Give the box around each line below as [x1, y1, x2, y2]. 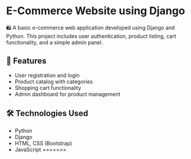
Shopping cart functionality [14, 84, 82, 91]
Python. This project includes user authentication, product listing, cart [6, 33, 176, 40]
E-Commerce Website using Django [6, 4, 185, 18]
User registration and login [14, 72, 80, 79]
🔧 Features [6, 56, 47, 66]
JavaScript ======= [14, 146, 67, 153]
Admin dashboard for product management [14, 90, 121, 98]
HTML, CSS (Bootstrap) [14, 139, 73, 147]
